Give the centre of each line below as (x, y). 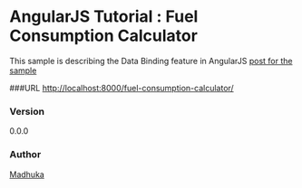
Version (27, 111)
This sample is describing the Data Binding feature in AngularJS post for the (151, 61)
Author (25, 155)
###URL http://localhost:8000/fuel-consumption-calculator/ (122, 88)
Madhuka (27, 174)
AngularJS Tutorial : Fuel (104, 17)
